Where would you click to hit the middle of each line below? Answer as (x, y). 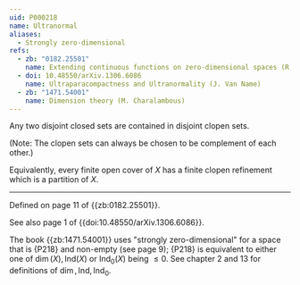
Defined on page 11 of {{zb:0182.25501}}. (85, 205)
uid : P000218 (33, 17)
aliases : (25, 34)
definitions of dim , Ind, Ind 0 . (60, 272)
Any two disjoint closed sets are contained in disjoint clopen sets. (129, 126)
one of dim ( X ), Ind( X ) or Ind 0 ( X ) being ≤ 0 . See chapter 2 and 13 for (135, 260)
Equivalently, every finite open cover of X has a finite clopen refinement (141, 170)
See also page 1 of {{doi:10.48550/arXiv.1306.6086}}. (107, 222)
